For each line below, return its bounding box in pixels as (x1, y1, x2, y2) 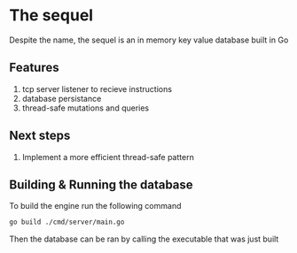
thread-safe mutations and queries (21, 103, 150, 113)
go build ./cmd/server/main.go (9, 218, 125, 226)
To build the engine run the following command (9, 201, 182, 211)
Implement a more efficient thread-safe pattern (21, 151, 195, 162)
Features (9, 60, 59, 75)
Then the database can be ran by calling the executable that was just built (9, 234, 279, 244)
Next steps (9, 128, 71, 143)
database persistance (21, 93, 102, 103)
